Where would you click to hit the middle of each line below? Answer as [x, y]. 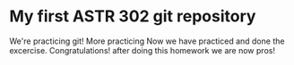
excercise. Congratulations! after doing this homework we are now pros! [143, 50]
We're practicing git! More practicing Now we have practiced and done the [147, 41]
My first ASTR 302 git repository [133, 16]
